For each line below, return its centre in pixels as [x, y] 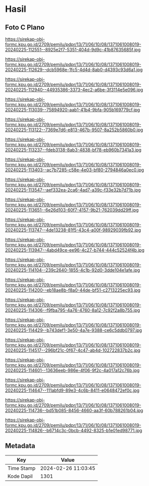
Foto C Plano [25, 27]
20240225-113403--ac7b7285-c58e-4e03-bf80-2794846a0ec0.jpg [74, 170]
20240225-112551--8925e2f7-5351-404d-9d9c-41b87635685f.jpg [73, 50]
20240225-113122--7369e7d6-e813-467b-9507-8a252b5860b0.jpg [74, 130]
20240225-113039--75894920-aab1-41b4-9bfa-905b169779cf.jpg [73, 110]
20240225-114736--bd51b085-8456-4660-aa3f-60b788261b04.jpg [74, 410]
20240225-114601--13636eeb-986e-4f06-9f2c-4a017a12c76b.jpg [73, 370]
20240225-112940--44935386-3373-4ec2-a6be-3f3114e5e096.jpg [74, 90]
